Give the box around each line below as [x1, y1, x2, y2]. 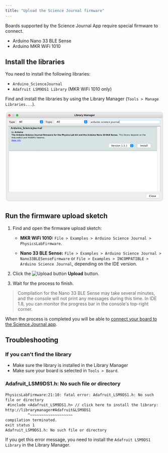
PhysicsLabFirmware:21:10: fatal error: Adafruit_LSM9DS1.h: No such [5, 392, 154, 398]
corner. [17, 306, 33, 312]
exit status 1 [5, 422, 35, 428]
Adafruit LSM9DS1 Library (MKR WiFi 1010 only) [12, 86, 112, 92]
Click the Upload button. [12, 270, 100, 277]
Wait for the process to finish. [12, 280, 74, 286]
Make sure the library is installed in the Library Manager [12, 362, 128, 368]
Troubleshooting [5, 336, 59, 344]
